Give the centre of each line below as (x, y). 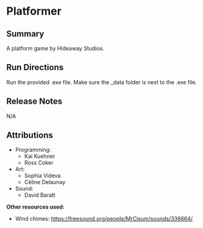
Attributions (30, 135)
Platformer (34, 11)
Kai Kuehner (40, 156)
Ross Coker (39, 163)
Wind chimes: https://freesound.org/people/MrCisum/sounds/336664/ (104, 219)
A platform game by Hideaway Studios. (55, 48)
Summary (25, 34)
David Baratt (40, 195)
